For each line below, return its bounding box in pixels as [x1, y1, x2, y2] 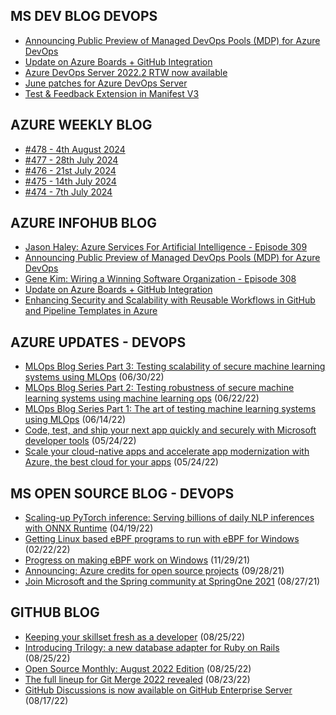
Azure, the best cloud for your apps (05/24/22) [24, 456, 219, 468]
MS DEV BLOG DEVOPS [10, 8, 158, 25]
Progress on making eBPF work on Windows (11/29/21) [24, 554, 251, 566]
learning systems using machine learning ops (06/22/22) [24, 392, 260, 404]
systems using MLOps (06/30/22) [24, 371, 165, 383]
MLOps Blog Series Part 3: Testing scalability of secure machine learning [24, 360, 326, 373]
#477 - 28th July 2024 [24, 154, 119, 166]
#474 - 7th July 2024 [24, 185, 113, 198]
